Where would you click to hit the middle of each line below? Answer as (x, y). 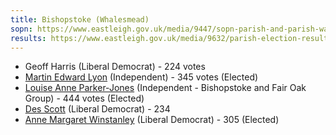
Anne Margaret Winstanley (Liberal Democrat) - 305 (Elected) (152, 120)
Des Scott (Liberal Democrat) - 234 (97, 109)
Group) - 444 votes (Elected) (84, 98)
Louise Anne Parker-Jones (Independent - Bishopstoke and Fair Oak (165, 88)
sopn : (21, 29)
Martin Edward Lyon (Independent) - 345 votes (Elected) (141, 77)
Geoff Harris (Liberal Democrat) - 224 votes (115, 67)
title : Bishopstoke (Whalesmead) (80, 19)
